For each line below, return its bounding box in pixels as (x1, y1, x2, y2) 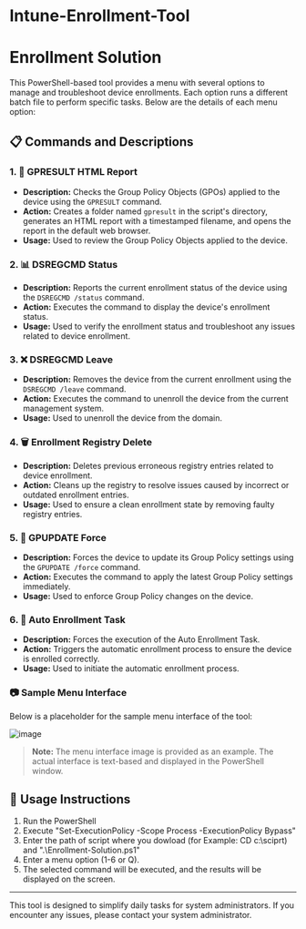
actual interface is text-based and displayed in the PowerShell (31, 755, 264, 766)
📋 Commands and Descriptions (9, 134, 194, 149)
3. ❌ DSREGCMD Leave (9, 353, 114, 366)
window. (31, 765, 64, 776)
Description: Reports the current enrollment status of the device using (22, 282, 288, 293)
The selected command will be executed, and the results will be (22, 864, 262, 875)
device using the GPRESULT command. (22, 196, 162, 207)
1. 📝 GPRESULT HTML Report (9, 166, 138, 179)
